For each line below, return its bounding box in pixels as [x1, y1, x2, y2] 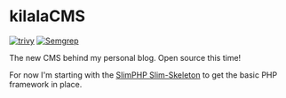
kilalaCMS [9, 6, 86, 26]
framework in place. [9, 79, 83, 89]
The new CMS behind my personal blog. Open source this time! [9, 52, 242, 63]
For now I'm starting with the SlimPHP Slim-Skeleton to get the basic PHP [9, 69, 278, 80]
